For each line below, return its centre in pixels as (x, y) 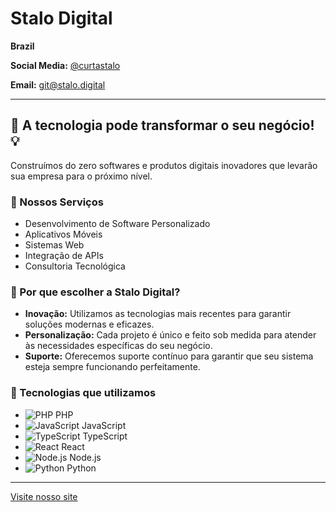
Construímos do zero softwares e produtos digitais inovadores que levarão (164, 165)
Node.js (85, 457)
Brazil (22, 46)
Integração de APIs (64, 256)
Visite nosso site (44, 496)
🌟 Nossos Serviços (57, 202)
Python (81, 468)
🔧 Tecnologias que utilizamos (83, 393)
